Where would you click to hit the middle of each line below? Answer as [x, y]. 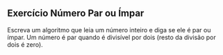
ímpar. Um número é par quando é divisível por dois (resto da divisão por [112, 37]
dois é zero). [25, 44]
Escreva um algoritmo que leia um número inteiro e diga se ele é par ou [109, 30]
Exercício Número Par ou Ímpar [76, 13]
